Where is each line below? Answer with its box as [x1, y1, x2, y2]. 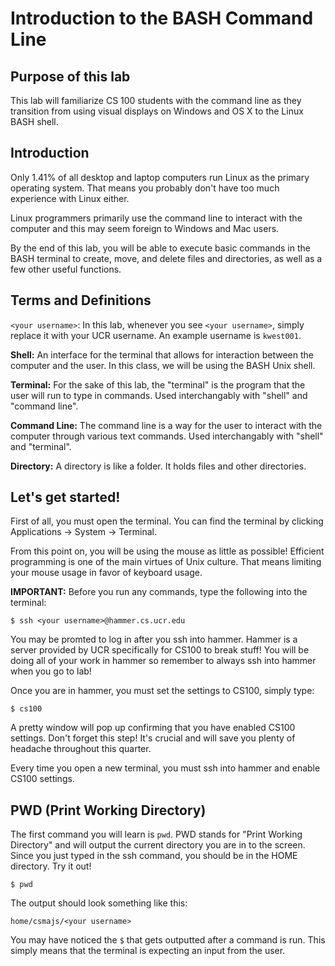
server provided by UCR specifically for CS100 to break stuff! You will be [10, 644, 310, 656]
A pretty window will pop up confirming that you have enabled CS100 [10, 722, 296, 734]
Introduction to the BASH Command [10, 7, 314, 30]
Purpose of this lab [10, 68, 131, 85]
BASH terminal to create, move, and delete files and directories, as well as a [10, 252, 323, 264]
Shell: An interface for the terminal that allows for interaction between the [10, 348, 314, 361]
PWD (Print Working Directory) [10, 802, 207, 819]
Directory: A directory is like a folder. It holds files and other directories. [10, 460, 307, 472]
